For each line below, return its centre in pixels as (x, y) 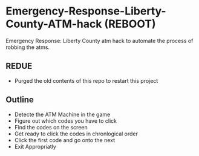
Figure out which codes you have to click (66, 121)
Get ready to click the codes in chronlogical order (76, 134)
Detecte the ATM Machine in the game (62, 114)
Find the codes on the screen (51, 127)
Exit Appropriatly (35, 146)
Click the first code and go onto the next (65, 140)
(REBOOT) (130, 24)
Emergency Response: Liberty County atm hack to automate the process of (99, 41)
